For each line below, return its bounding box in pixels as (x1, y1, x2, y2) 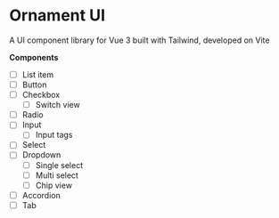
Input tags (35, 130, 73, 141)
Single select (35, 159, 83, 170)
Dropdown (21, 149, 62, 160)
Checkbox (21, 90, 61, 101)
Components (9, 52, 59, 62)
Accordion (21, 190, 61, 200)
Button (21, 79, 47, 90)
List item (21, 69, 54, 80)
